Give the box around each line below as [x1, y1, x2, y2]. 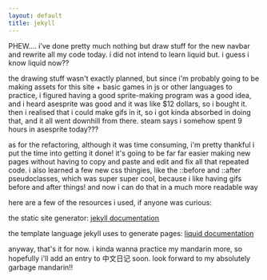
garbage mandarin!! [8, 262, 74, 272]
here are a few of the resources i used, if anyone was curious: [8, 197, 213, 207]
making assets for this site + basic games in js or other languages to [8, 81, 233, 92]
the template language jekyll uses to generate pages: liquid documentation [8, 228, 254, 238]
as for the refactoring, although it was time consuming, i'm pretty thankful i [8, 140, 255, 149]
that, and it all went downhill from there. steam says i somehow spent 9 [8, 116, 242, 125]
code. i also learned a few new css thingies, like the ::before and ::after [8, 165, 241, 175]
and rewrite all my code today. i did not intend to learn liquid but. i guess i [8, 49, 249, 59]
